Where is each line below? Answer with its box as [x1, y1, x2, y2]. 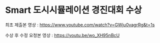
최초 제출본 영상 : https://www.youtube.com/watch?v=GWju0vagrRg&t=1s [5, 22, 155, 28]
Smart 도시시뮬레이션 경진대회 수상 [5, 4, 142, 16]
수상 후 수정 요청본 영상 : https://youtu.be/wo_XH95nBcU [5, 32, 120, 38]
